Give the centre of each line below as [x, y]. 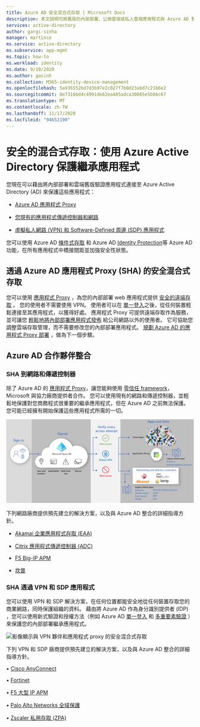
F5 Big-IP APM [33, 558]
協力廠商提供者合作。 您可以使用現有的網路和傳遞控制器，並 [110, 395]
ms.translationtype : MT [36, 101]
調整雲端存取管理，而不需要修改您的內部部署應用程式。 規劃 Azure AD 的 [96, 327]
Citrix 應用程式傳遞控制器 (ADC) [54, 546]
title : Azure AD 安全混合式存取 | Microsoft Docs [66, 13]
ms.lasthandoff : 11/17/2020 [41, 114]
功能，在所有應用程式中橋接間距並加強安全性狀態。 [69, 250]
